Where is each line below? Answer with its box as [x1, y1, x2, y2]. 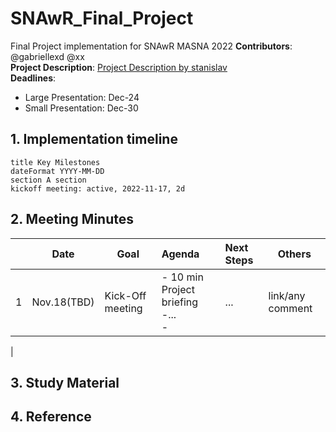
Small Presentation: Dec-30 [24, 102, 139, 114]
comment [268, 301, 313, 315]
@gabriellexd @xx [10, 50, 85, 62]
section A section [10, 175, 87, 185]
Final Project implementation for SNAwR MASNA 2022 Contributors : [10, 40, 293, 52]
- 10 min [161, 270, 204, 284]
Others [277, 247, 312, 261]
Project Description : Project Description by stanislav [10, 61, 228, 73]
